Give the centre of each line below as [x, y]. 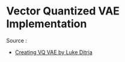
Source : [17, 40]
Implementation [47, 24]
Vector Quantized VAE [63, 11]
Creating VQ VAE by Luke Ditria [54, 52]
